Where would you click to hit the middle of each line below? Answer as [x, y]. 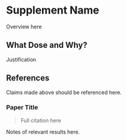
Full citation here [41, 120]
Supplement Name [53, 10]
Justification [21, 59]
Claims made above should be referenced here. [64, 92]
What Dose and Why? [47, 45]
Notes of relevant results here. [43, 132]
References [28, 78]
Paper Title [22, 108]
